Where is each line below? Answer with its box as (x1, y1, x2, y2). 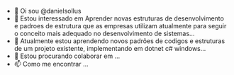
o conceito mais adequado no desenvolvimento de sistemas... (13, 29, 195, 37)
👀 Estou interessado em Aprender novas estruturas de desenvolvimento (13, 14, 225, 23)
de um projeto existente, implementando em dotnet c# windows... (13, 45, 206, 52)
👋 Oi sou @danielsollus (13, 7, 82, 15)
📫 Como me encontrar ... (13, 60, 89, 68)
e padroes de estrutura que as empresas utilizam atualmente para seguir (13, 22, 227, 30)
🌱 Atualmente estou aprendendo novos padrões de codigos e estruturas (13, 37, 225, 45)
